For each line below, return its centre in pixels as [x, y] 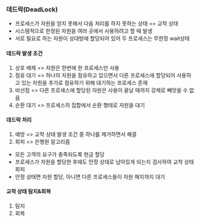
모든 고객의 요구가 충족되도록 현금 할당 [60, 154]
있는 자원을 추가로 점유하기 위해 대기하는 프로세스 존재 [84, 82]
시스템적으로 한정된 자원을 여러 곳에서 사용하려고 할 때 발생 [84, 31]
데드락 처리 [19, 120]
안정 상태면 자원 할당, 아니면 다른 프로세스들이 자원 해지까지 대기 [90, 177]
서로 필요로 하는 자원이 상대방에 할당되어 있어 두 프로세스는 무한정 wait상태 [102, 38]
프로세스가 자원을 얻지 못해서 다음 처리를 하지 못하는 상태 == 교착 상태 [96, 24]
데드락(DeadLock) [32, 9]
